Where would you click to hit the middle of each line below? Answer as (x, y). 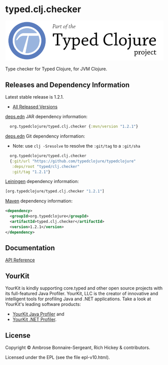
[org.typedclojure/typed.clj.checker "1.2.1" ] (55, 191)
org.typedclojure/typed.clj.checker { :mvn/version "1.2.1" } (74, 127)
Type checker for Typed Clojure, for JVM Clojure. (56, 69)
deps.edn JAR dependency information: (47, 117)
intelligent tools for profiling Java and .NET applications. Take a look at (78, 299)
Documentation (30, 248)
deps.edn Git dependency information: (45, 136)
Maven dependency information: (39, 201)
